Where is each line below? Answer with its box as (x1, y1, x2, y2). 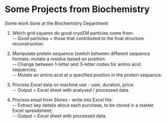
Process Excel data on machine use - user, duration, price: (12, 82, 135, 88)
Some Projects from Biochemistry (5, 4, 150, 15)
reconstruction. (12, 40, 44, 46)
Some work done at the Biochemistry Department (5, 20, 109, 26)
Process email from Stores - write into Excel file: (12, 97, 113, 103)
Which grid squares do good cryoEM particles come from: (12, 30, 134, 36)
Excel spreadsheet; (12, 107, 53, 113)
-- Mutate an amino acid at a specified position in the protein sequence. (12, 72, 162, 78)
